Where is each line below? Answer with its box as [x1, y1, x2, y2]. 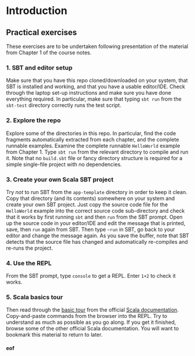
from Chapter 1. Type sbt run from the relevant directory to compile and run [6, 148, 189, 155]
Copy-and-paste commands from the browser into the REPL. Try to [6, 313, 168, 320]
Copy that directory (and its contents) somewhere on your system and [6, 195, 175, 202]
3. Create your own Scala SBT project [6, 175, 114, 184]
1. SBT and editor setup [6, 63, 73, 71]
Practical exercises [6, 27, 77, 37]
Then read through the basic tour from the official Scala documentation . [6, 306, 179, 313]
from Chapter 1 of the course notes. [6, 49, 92, 56]
